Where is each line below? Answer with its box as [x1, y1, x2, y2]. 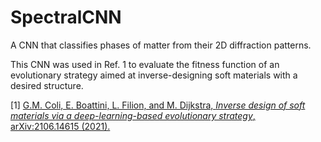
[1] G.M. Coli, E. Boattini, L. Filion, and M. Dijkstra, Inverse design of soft [10, 99, 306, 111]
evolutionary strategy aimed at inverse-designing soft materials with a [10, 69, 298, 81]
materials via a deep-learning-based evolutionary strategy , [10, 109, 256, 121]
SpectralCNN [10, 6, 122, 29]
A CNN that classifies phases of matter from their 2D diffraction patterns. [10, 39, 312, 51]
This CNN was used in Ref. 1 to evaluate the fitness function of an [10, 58, 280, 70]
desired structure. [10, 79, 84, 91]
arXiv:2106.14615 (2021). [10, 120, 111, 132]
